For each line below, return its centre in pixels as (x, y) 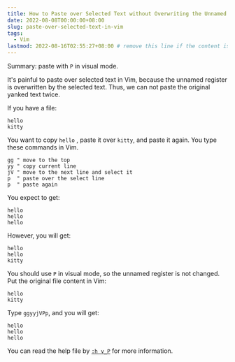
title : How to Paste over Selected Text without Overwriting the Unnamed (117, 14)
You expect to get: (34, 197)
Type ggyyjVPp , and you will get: (53, 313)
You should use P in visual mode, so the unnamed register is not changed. (114, 274)
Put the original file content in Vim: (57, 281)
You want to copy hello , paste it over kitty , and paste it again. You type (112, 140)
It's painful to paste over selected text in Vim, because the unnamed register (117, 80)
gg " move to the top (39, 160)
